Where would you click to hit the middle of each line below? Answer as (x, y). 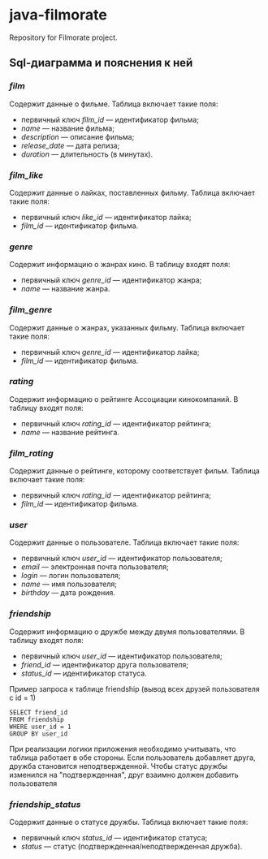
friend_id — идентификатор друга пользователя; (105, 664)
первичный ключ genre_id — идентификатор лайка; (110, 352)
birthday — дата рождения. (68, 593)
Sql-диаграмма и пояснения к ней (101, 63)
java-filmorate (58, 15)
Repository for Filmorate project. (63, 37)
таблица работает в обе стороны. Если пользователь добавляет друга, (132, 758)
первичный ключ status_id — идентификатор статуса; (114, 837)
